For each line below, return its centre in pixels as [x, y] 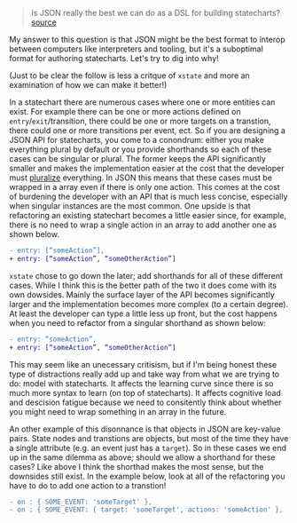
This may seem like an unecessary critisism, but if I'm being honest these [143, 364]
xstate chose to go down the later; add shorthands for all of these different [146, 275]
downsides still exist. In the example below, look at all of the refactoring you [147, 476]
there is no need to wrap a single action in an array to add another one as [143, 225]
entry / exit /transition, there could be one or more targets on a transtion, [140, 121]
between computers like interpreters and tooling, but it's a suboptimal [136, 49]
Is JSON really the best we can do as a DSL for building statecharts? [156, 13]
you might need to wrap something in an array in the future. [118, 411]
